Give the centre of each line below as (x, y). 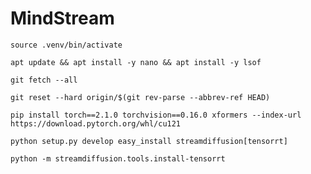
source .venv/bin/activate (66, 45)
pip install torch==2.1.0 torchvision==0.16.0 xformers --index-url (156, 115)
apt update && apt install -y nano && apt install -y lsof (136, 62)
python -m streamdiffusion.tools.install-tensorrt (118, 158)
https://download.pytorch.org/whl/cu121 (96, 123)
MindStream (62, 18)
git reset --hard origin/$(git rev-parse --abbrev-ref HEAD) (140, 97)
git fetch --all (44, 80)
